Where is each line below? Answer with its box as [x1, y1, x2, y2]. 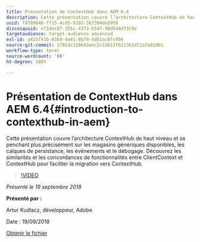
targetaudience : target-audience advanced [6, 31, 113, 37]
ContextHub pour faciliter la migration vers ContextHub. [6, 160, 143, 167]
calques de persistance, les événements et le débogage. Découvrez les [6, 148, 182, 155]
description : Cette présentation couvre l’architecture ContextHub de [6, 14, 185, 20]
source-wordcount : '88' [6, 53, 65, 59]
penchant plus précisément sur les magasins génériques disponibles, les [6, 141, 185, 148]
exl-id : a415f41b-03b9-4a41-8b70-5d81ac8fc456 [6, 36, 124, 42]
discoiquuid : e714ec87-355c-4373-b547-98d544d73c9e [6, 25, 137, 32]
